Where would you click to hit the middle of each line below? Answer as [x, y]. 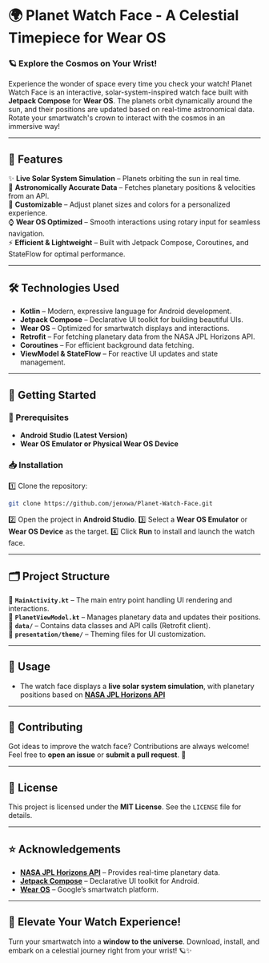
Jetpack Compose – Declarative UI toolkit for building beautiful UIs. [132, 320]
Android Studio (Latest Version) [74, 435]
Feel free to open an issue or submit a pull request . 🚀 [97, 755]
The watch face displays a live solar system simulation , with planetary [137, 686]
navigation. [27, 234]
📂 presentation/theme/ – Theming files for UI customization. [107, 634]
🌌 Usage [29, 667]
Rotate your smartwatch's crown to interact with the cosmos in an [117, 118]
